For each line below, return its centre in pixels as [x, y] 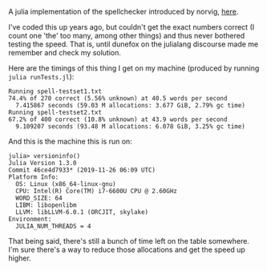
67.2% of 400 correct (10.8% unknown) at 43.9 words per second [118, 119]
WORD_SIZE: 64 [39, 198]
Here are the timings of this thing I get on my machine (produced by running [134, 68]
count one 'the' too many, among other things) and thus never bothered [127, 36]
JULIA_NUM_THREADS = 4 [53, 226]
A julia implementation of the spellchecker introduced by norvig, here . [123, 12]
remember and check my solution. [65, 53]
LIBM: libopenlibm [47, 205]
